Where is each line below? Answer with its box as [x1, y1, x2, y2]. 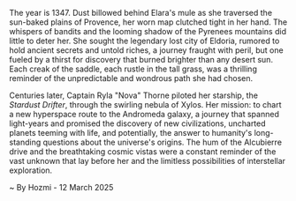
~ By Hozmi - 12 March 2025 [9, 182, 114, 192]
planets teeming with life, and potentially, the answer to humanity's [9, 128, 253, 138]
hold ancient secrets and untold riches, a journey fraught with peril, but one [9, 45, 285, 56]
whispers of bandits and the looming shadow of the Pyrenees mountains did [9, 26, 287, 36]
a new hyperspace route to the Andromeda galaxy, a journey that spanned [9, 109, 280, 119]
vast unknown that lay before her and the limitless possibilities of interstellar [9, 156, 285, 166]
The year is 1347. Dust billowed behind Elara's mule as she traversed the [9, 8, 272, 18]
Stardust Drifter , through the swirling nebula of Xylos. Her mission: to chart [9, 100, 282, 109]
